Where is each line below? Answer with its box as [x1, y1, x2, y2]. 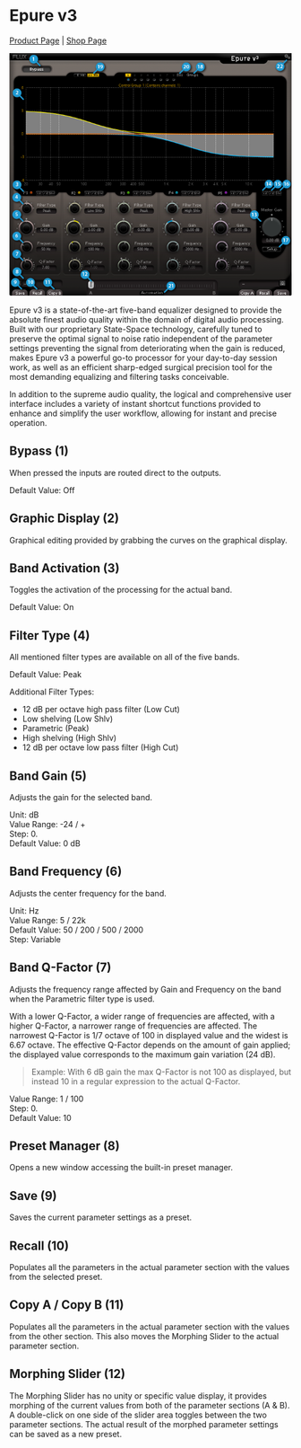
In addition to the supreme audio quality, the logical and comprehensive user [9, 388, 292, 400]
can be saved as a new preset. [9, 1428, 123, 1439]
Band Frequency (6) [9, 864, 123, 879]
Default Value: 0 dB [9, 838, 81, 849]
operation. [9, 417, 47, 428]
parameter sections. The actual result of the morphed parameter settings [9, 1418, 279, 1429]
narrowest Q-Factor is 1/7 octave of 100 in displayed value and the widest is [9, 1029, 288, 1040]
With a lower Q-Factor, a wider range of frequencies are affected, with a [9, 1011, 275, 1021]
